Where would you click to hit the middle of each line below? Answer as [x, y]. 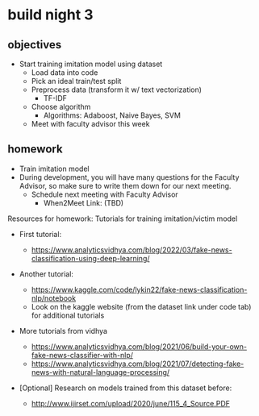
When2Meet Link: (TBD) [84, 202]
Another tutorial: [46, 274]
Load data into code [65, 73]
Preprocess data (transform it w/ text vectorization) [117, 89]
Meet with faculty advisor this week [90, 124]
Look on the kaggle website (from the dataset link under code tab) [141, 306]
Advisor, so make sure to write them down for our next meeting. [125, 185]
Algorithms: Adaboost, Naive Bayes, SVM [112, 115]
